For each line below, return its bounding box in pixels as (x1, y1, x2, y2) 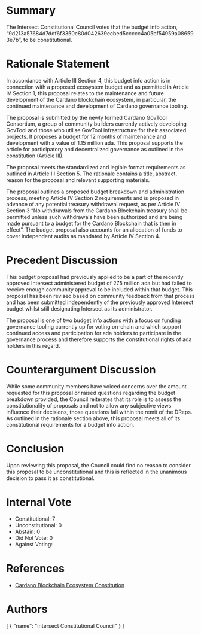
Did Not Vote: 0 (14, 534, 53, 542)
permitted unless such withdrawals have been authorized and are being (6, 213, 183, 220)
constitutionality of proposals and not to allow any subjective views (6, 402, 172, 409)
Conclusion (6, 442, 65, 455)
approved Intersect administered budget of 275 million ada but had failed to (6, 279, 193, 287)
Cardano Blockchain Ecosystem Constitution (14, 581, 125, 588)
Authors (6, 602, 48, 616)
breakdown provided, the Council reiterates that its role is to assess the (6, 396, 182, 403)
